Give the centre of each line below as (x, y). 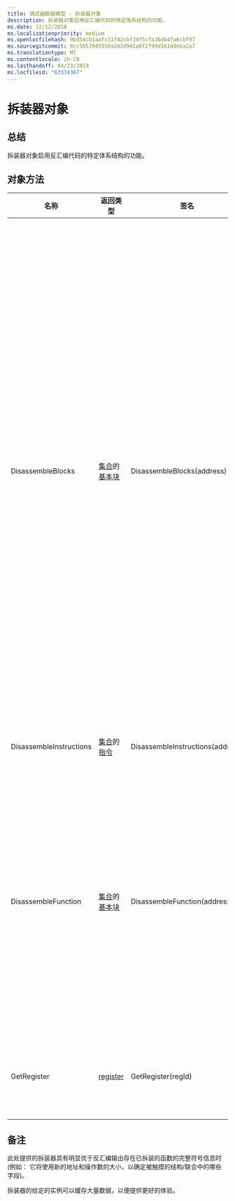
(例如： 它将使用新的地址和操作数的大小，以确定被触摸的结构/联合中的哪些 (115, 1167)
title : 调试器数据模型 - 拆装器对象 (54, 14)
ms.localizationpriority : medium (56, 33)
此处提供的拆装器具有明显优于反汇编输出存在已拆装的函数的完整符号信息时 (114, 1158)
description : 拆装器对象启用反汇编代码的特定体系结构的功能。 (87, 20)
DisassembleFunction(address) (182, 901)
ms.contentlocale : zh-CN (43, 59)
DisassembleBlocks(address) (179, 471)
